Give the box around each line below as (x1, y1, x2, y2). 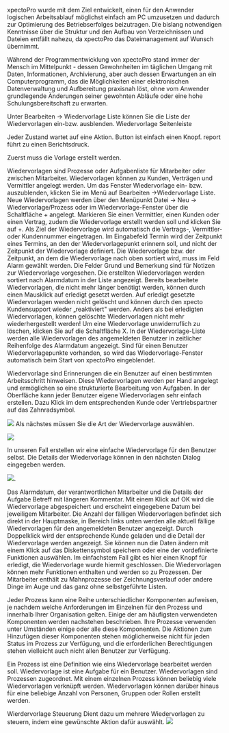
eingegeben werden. (7, 460, 66, 469)
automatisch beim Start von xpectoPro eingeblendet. (7, 356, 156, 364)
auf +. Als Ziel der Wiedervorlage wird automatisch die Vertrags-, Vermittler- (7, 225, 223, 233)
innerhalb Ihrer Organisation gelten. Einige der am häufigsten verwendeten (7, 610, 217, 619)
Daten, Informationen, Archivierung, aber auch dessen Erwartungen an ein (7, 70, 217, 78)
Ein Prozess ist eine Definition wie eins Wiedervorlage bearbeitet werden (7, 660, 212, 668)
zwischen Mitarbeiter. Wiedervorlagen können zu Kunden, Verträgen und (7, 174, 213, 182)
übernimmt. (7, 42, 40, 50)
